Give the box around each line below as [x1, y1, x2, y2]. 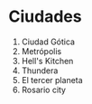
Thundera [21, 65, 59, 76]
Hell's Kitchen [21, 55, 74, 66]
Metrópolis [21, 45, 62, 56]
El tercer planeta [21, 74, 83, 85]
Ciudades [8, 6, 82, 27]
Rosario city [21, 84, 67, 95]
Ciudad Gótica [21, 36, 76, 47]
